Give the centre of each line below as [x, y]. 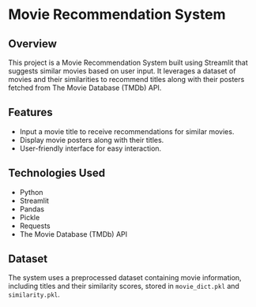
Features [30, 112]
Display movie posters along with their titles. [92, 140]
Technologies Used [56, 173]
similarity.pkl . [34, 294]
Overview [33, 44]
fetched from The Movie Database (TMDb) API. [85, 88]
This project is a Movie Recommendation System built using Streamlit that [128, 62]
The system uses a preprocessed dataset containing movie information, [125, 278]
